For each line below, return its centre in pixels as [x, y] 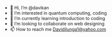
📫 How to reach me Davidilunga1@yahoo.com [58, 29]
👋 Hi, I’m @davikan [29, 8]
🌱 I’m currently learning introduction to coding [58, 18]
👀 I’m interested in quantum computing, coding [58, 13]
